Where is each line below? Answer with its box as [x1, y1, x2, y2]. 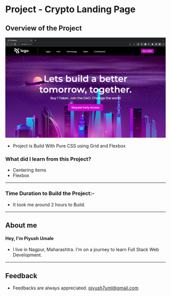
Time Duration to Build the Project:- [5, 190, 95, 197]
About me [5, 221, 37, 229]
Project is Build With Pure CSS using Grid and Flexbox [12, 143, 126, 149]
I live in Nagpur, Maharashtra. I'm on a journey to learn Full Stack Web [12, 247, 159, 253]
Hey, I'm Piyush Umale [5, 235, 54, 241]
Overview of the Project [5, 24, 82, 33]
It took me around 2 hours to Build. [12, 201, 85, 208]
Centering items [12, 167, 47, 173]
